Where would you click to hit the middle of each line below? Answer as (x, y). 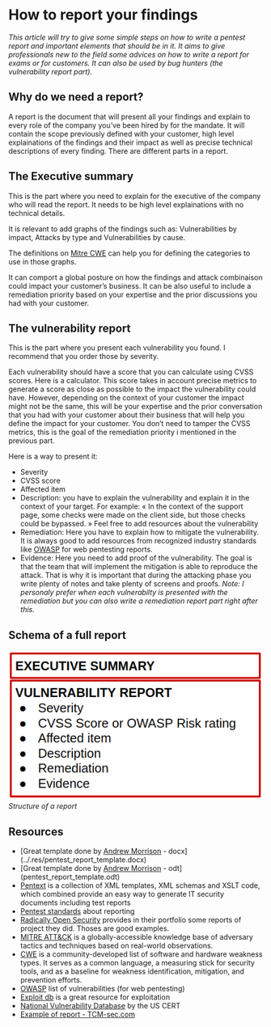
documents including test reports (75, 902)
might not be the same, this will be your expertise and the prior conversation (135, 407)
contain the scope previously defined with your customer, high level (121, 133)
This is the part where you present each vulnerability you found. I (117, 348)
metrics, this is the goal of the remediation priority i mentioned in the (123, 432)
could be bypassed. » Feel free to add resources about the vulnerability (139, 524)
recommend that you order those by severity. (84, 357)
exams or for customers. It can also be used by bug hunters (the (116, 63)
